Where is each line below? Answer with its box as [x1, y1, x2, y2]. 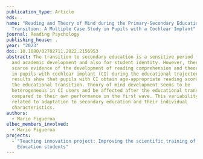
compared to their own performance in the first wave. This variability [11, 93, 199, 99]
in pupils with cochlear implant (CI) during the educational [11, 71, 172, 77]
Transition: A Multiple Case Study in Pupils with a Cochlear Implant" [11, 25, 196, 32]
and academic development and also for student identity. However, [11, 59, 185, 65]
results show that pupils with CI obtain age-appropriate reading [11, 76, 182, 82]
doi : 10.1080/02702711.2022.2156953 [6, 48, 98, 54]
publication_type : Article [6, 8, 74, 15]
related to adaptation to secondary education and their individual [11, 99, 188, 105]
